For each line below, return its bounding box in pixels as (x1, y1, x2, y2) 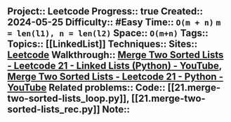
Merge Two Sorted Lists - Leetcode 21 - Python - (7, 71, 223, 83)
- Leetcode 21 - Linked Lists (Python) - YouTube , (7, 60, 223, 72)
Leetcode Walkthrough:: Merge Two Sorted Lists (7, 49, 224, 61)
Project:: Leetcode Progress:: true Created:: (7, 6, 204, 17)
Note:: (102, 104, 130, 116)
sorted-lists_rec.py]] (7, 104, 100, 116)
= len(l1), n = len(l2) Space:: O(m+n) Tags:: (7, 27, 209, 39)
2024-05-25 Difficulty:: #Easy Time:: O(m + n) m (7, 17, 221, 29)
